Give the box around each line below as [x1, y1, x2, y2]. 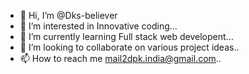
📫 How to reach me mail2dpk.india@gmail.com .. [19, 53, 222, 64]
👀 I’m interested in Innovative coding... [19, 20, 178, 32]
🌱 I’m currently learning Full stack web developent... [19, 31, 234, 42]
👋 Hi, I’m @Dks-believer [19, 10, 118, 21]
